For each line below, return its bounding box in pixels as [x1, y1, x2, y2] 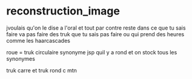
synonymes [6, 55, 35, 62]
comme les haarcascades [6, 37, 71, 44]
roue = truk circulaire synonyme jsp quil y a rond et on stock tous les [6, 48, 177, 55]
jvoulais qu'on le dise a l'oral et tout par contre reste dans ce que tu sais [6, 24, 186, 31]
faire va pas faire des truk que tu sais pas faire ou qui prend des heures [6, 30, 185, 37]
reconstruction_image [6, 4, 120, 18]
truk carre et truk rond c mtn [6, 66, 78, 74]
